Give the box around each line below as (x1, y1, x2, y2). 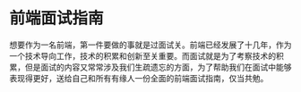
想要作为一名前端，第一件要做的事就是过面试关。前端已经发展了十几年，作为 (9, 39, 292, 50)
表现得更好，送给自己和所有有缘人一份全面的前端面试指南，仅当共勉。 (9, 72, 269, 83)
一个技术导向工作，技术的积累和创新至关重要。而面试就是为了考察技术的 (9, 50, 276, 61)
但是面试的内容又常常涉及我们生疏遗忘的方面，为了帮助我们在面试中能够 (24, 62, 292, 72)
